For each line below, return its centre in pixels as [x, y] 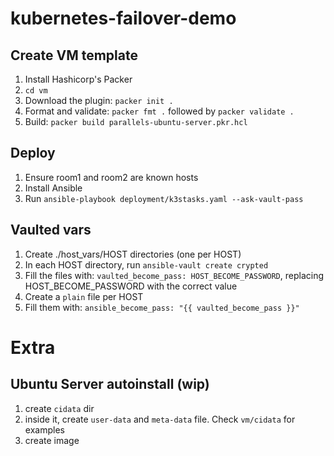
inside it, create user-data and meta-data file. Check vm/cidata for [160, 419]
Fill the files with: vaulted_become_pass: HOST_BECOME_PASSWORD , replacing [174, 275]
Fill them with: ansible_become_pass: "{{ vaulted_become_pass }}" [162, 307]
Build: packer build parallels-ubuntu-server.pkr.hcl [136, 121]
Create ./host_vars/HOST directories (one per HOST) [133, 254]
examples [44, 429]
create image [52, 440]
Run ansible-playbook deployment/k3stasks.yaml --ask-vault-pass [164, 198]
